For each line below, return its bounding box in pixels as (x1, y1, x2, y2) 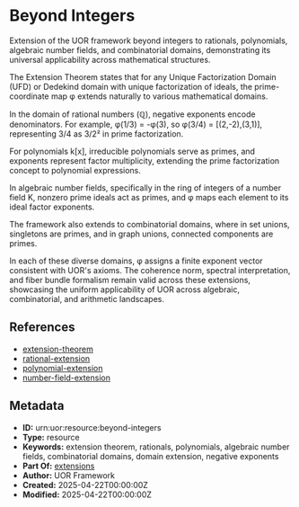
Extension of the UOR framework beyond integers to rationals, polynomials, (9, 35, 288, 46)
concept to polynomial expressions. (9, 165, 142, 175)
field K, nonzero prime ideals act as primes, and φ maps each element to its (9, 191, 289, 202)
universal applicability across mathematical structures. (9, 54, 211, 65)
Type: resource (22, 431, 80, 442)
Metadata (9, 398, 65, 414)
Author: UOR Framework (22, 469, 115, 481)
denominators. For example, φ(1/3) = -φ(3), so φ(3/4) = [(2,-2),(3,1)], (9, 119, 263, 129)
